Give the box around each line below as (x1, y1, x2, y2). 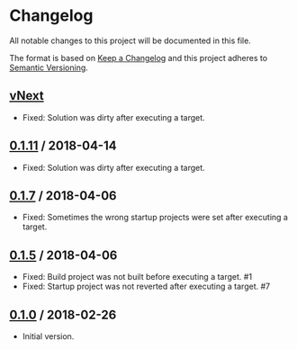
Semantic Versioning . (9, 62, 88, 73)
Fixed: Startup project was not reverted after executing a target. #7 (22, 281, 271, 292)
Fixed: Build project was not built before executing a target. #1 (22, 272, 253, 282)
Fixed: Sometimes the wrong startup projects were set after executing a (22, 212, 288, 223)
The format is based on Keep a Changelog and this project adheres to (9, 52, 268, 63)
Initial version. (22, 331, 75, 342)
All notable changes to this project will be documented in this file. (9, 35, 252, 46)
